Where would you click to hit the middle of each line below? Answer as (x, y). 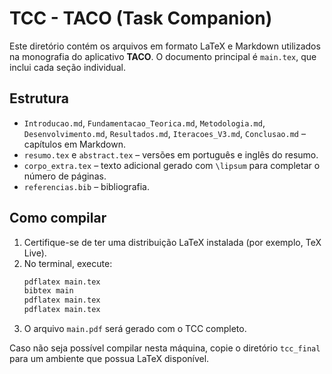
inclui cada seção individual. (67, 67)
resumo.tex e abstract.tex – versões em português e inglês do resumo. (171, 154)
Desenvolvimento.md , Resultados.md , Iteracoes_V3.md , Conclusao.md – (164, 133)
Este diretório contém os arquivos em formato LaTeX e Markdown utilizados (165, 46)
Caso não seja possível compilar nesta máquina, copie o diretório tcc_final (165, 348)
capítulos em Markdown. (74, 144)
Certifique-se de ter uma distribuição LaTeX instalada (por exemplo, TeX (172, 242)
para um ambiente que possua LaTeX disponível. (109, 359)
